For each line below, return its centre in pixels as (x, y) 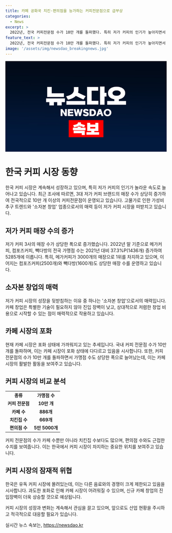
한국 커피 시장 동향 (41, 172)
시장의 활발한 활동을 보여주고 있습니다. (44, 364)
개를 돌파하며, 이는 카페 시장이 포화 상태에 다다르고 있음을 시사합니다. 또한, (80, 351)
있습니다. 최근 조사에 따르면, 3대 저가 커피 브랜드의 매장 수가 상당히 (85, 194)
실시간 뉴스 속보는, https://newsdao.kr (44, 525)
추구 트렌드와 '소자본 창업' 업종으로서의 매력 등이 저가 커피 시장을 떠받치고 (79, 207)
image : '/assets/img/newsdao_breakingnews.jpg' (57, 49)
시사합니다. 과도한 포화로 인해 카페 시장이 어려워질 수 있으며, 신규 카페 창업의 (82, 490)
